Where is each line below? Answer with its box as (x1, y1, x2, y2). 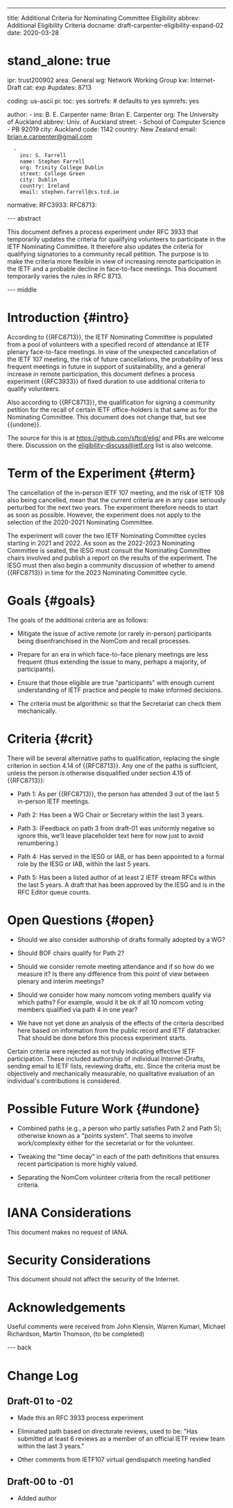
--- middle (7, 285, 37, 294)
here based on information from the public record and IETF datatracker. (17, 1026, 222, 1034)
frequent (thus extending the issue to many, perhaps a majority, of (17, 657, 207, 666)
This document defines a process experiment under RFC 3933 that (7, 227, 199, 236)
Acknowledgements (7, 1299, 126, 1315)
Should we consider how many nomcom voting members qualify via (17, 990, 212, 999)
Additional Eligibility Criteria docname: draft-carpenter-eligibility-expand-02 (7, 22, 224, 29)
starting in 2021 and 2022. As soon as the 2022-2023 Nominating (7, 538, 196, 547)
